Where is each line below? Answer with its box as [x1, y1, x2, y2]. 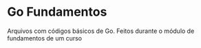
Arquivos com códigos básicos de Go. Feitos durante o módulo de [7, 27, 195, 35]
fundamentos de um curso [7, 34, 83, 42]
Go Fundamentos [7, 4, 107, 20]
